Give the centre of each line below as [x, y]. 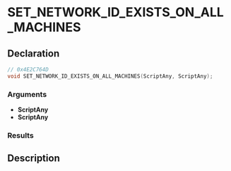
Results [20, 135]
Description [34, 159]
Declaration [34, 53]
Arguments [27, 94]
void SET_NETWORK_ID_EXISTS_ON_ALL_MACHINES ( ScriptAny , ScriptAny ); [110, 76]
